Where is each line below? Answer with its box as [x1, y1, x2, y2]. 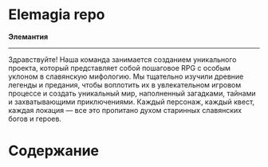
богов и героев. [8, 114, 62, 123]
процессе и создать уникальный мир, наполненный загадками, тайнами [8, 88, 256, 98]
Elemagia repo [8, 6, 105, 24]
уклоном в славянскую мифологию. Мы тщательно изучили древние [8, 72, 244, 81]
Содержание [8, 142, 100, 160]
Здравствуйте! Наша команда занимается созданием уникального [8, 54, 237, 64]
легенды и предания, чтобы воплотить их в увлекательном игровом [8, 80, 242, 89]
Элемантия [8, 32, 49, 41]
